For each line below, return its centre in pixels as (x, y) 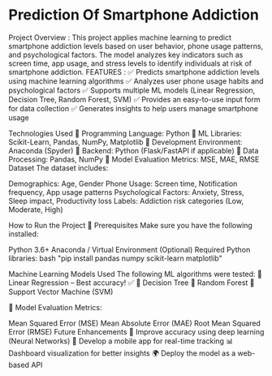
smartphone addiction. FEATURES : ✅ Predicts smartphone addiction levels (134, 71)
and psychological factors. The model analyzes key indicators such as (126, 54)
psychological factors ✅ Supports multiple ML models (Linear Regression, (132, 90)
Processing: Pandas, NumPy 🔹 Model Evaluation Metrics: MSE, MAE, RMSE (134, 159)
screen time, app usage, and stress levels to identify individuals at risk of (130, 63)
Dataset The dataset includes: (58, 167)
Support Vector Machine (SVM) (61, 292)
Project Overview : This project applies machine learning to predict (120, 37)
